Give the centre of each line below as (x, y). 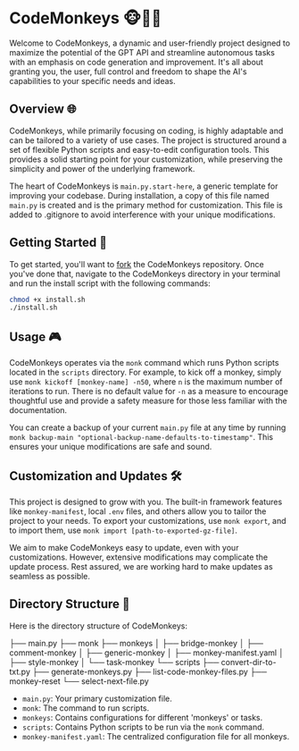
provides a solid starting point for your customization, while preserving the (146, 159)
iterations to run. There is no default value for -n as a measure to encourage (149, 392)
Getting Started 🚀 (58, 243)
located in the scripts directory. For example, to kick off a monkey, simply (145, 372)
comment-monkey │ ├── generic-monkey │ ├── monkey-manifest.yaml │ (146, 653)
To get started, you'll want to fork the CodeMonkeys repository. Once (137, 264)
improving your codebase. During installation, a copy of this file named (139, 195)
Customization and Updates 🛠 (96, 476)
